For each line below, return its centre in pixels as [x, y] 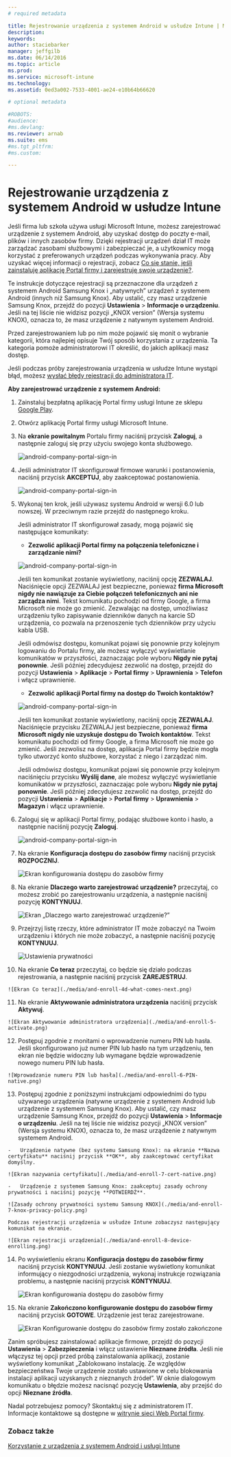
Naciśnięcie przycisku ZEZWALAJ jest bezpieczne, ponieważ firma [112, 727]
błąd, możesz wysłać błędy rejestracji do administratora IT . [91, 376]
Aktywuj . [31, 1009]
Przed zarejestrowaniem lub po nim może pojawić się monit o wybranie [108, 333]
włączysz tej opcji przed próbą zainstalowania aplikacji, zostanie [99, 1356]
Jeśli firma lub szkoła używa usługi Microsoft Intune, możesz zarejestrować [114, 227]
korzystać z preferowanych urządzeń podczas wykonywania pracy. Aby [109, 255]
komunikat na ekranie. [40, 1229]
